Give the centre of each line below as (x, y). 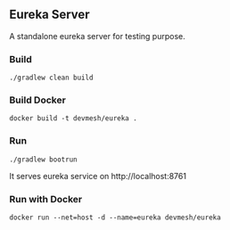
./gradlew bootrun (43, 160)
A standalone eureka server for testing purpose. (97, 36)
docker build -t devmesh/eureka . (74, 119)
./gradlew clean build (51, 78)
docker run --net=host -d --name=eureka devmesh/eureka (115, 218)
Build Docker (38, 100)
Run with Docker (46, 199)
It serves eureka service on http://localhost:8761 (98, 176)
